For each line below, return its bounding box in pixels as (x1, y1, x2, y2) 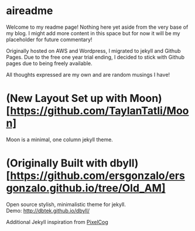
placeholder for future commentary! (6, 36, 93, 43)
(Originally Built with (6, 157, 108, 170)
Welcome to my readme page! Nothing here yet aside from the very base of (6, 23, 189, 30)
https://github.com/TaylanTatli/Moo (10, 104, 189, 118)
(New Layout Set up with (6, 92, 128, 105)
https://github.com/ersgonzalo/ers (10, 169, 186, 182)
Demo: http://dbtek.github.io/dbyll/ (6, 207, 90, 214)
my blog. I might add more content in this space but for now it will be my (6, 29, 180, 36)
